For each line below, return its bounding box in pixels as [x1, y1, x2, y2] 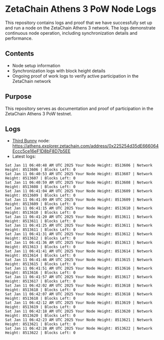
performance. [5, 35, 33, 41]
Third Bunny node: [12, 138, 50, 144]
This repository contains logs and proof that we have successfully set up [5, 20, 152, 26]
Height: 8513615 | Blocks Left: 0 [5, 262, 76, 267]
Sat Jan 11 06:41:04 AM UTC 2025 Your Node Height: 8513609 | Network [5, 189, 153, 194]
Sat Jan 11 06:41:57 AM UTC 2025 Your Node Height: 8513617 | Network [5, 275, 153, 280]
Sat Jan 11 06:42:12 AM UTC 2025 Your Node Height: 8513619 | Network [5, 300, 153, 305]
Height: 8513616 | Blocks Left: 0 [5, 270, 76, 275]
